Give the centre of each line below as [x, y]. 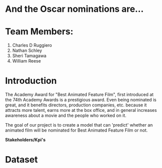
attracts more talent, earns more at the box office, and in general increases [81, 110]
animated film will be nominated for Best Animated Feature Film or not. [76, 130]
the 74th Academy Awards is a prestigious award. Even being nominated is [81, 100]
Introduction [31, 81]
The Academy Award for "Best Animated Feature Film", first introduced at [79, 95]
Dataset [21, 160]
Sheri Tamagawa [29, 56]
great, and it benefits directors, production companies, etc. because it [76, 105]
